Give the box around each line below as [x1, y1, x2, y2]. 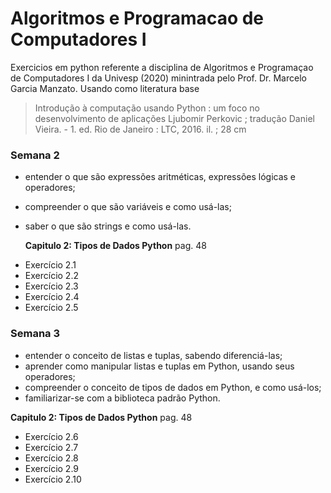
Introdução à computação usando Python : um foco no [34, 102, 260, 114]
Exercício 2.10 [24, 473, 82, 485]
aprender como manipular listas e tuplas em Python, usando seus [24, 360, 295, 372]
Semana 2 [10, 148, 60, 162]
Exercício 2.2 [24, 270, 79, 282]
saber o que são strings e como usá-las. [24, 220, 192, 232]
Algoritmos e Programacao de [10, 7, 265, 30]
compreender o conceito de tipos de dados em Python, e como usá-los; [24, 381, 322, 393]
